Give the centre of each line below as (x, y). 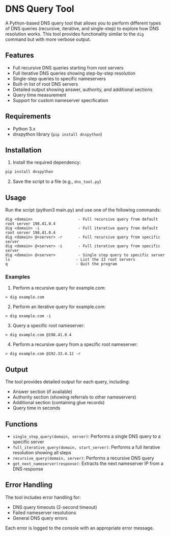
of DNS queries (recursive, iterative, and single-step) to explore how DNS (82, 28)
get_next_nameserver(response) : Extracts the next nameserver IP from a (88, 463)
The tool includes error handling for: (43, 497)
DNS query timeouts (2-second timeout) (55, 507)
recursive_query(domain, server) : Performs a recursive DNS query (83, 458)
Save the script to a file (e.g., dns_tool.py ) (57, 181)
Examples (18, 276)
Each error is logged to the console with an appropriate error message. (80, 528)
